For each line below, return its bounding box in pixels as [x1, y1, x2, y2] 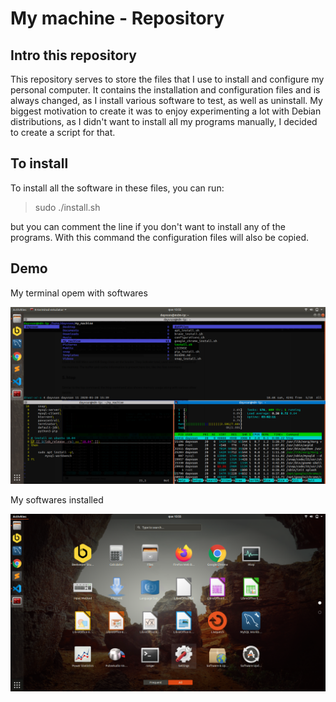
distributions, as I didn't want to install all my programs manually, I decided [10, 116, 318, 127]
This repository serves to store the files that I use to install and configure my [10, 73, 325, 85]
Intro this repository [10, 47, 137, 64]
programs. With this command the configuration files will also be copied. [10, 231, 310, 243]
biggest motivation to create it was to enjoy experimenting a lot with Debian [10, 105, 322, 117]
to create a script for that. [10, 127, 116, 138]
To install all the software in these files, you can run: [10, 182, 225, 194]
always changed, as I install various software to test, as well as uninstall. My [10, 95, 323, 106]
